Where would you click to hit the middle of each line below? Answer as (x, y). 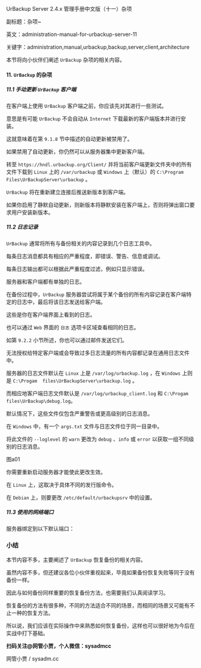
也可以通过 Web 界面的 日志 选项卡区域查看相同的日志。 (73, 327)
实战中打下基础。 (27, 633)
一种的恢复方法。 (32, 613)
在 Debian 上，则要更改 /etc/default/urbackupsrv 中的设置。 (81, 497)
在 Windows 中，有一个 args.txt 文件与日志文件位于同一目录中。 (84, 426)
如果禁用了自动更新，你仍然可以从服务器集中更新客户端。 (77, 151)
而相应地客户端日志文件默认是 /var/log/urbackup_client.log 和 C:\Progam (97, 393)
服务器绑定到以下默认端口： (40, 528)
